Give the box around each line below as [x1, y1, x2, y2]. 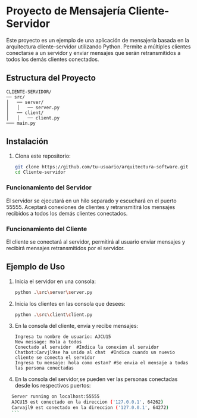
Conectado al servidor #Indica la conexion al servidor [14, 345, 160, 351]
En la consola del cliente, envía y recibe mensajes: [14, 322, 139, 330]
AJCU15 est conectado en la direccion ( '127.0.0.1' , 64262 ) [11, 399, 164, 405]
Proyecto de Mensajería [6, 4, 126, 18]
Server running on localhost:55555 [11, 394, 100, 399]
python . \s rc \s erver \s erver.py [14, 289, 93, 295]
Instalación [6, 136, 49, 147]
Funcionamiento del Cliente [6, 225, 87, 233]
